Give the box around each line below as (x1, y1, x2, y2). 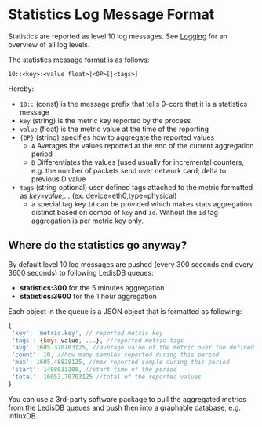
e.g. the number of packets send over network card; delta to (31, 166, 227, 175)
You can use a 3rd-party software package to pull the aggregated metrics (8, 394, 247, 403)
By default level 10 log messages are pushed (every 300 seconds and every (8, 259, 253, 268)
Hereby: (8, 84, 34, 93)
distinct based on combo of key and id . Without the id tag (31, 207, 218, 217)
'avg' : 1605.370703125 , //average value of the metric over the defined (11, 344, 255, 352)
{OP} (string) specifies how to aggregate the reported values (19, 132, 215, 142)
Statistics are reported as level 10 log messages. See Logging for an (8, 31, 227, 41)
